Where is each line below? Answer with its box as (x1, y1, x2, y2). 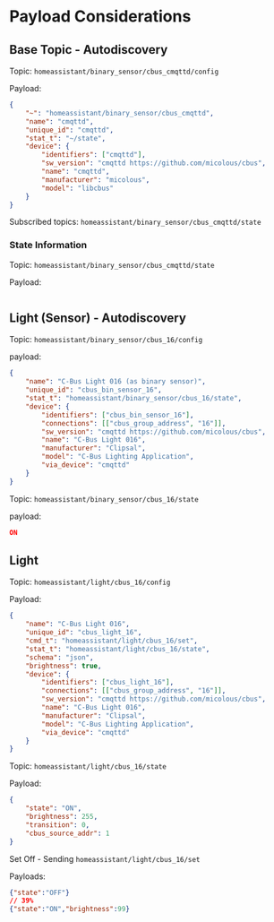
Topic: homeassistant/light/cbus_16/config (9, 576, 171, 588)
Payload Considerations (9, 6, 192, 27)
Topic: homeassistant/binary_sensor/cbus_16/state (9, 493, 199, 504)
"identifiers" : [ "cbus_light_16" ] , (41, 678, 175, 687)
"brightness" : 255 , (25, 813, 98, 822)
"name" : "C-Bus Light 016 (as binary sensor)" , (25, 377, 206, 386)
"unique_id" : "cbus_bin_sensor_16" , (25, 385, 163, 395)
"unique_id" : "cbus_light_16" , (25, 628, 142, 637)
